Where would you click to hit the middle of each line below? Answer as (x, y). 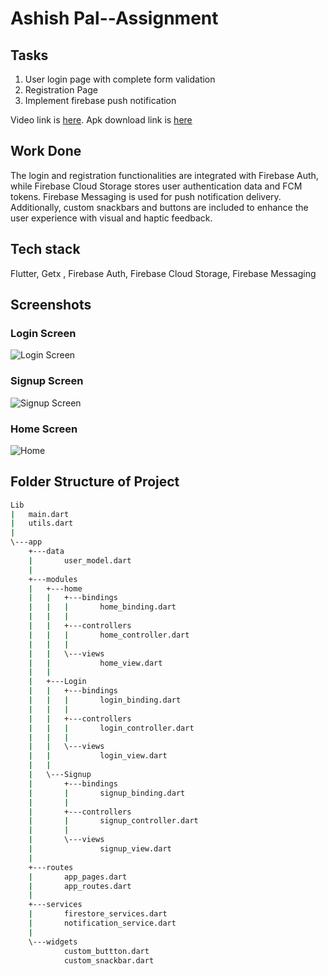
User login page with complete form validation (120, 79)
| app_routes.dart (80, 886)
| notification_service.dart (102, 923)
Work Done (46, 151)
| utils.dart (42, 523)
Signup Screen (47, 381)
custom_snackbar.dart (109, 960)
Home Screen (44, 429)
